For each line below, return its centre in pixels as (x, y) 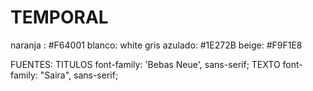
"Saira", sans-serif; (79, 75)
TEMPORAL (59, 17)
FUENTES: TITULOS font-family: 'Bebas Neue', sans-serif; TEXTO (145, 64)
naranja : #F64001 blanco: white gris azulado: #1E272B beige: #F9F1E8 (156, 45)
